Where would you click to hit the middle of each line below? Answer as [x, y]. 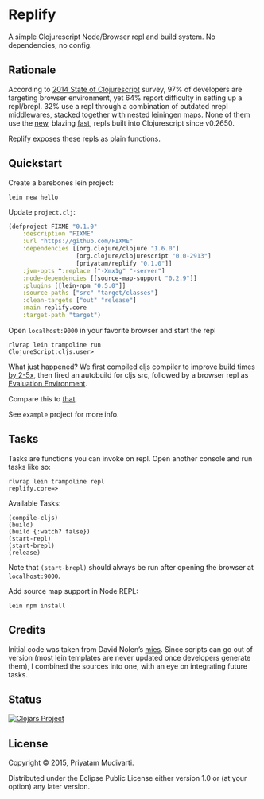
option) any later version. [49, 787]
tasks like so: [29, 467]
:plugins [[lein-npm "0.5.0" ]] [74, 285]
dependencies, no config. [50, 45]
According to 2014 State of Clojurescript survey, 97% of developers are [125, 89]
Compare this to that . [43, 398]
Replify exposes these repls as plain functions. [85, 138]
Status [25, 699]
